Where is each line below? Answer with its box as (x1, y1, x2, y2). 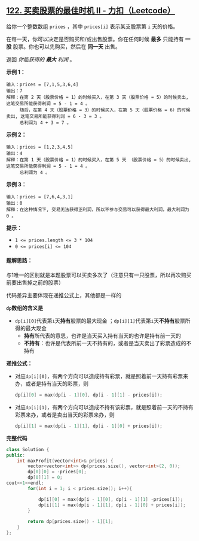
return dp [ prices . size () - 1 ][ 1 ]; (27, 519, 114, 525)
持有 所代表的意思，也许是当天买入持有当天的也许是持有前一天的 (23, 332, 181, 340)
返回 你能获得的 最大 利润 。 (6, 56, 75, 63)
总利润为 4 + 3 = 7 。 (19, 119, 72, 126)
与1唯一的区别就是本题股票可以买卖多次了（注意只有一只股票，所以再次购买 (6, 271, 192, 279)
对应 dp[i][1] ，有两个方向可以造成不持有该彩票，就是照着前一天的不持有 (14, 403, 194, 410)
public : (6, 452, 26, 458)
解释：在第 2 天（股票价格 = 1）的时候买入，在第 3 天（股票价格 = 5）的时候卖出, (6, 94, 189, 100)
